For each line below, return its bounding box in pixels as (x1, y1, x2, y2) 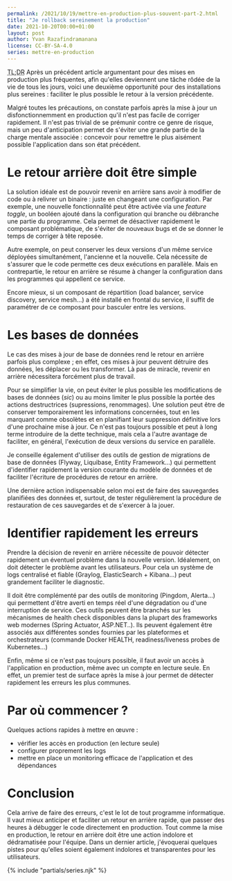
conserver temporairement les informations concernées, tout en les (7, 407, 199, 416)
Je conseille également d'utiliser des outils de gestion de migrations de (7, 450, 211, 459)
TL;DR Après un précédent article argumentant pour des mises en (7, 67, 195, 76)
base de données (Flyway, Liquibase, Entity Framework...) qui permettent (7, 458, 216, 466)
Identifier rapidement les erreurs (7, 525, 199, 541)
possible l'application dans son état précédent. (7, 140, 141, 148)
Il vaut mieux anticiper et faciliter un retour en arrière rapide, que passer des (7, 816, 225, 824)
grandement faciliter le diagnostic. (7, 577, 105, 586)
